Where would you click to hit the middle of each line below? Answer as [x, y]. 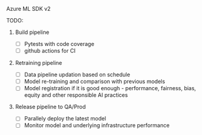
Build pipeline [32, 32]
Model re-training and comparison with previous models [95, 82]
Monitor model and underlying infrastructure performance [97, 125]
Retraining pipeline [39, 63]
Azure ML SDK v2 [29, 9]
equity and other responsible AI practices [76, 95]
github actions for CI [50, 51]
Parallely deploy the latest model [65, 119]
